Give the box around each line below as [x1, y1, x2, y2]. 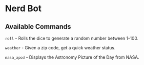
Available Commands [5, 22, 71, 31]
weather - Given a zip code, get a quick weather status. [5, 45, 116, 50]
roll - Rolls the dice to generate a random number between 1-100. [5, 35, 139, 41]
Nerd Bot [5, 3, 41, 14]
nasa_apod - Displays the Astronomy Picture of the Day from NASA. [5, 54, 140, 60]
